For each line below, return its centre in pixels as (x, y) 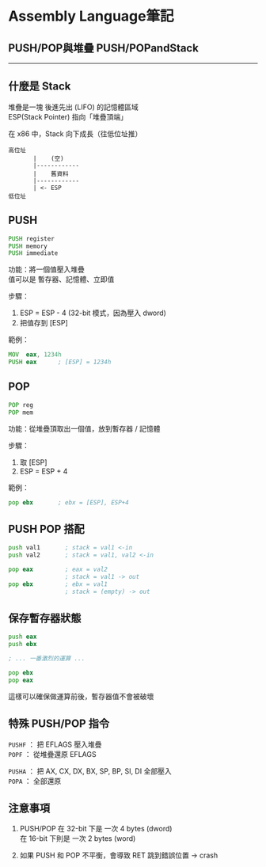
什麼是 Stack (40, 87)
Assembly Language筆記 (91, 16)
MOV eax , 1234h (35, 355)
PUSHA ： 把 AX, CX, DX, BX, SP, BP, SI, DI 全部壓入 (90, 771)
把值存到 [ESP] (44, 323)
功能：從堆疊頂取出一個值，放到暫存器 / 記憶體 (84, 428)
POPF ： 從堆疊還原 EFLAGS (52, 754)
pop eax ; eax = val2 (58, 569)
